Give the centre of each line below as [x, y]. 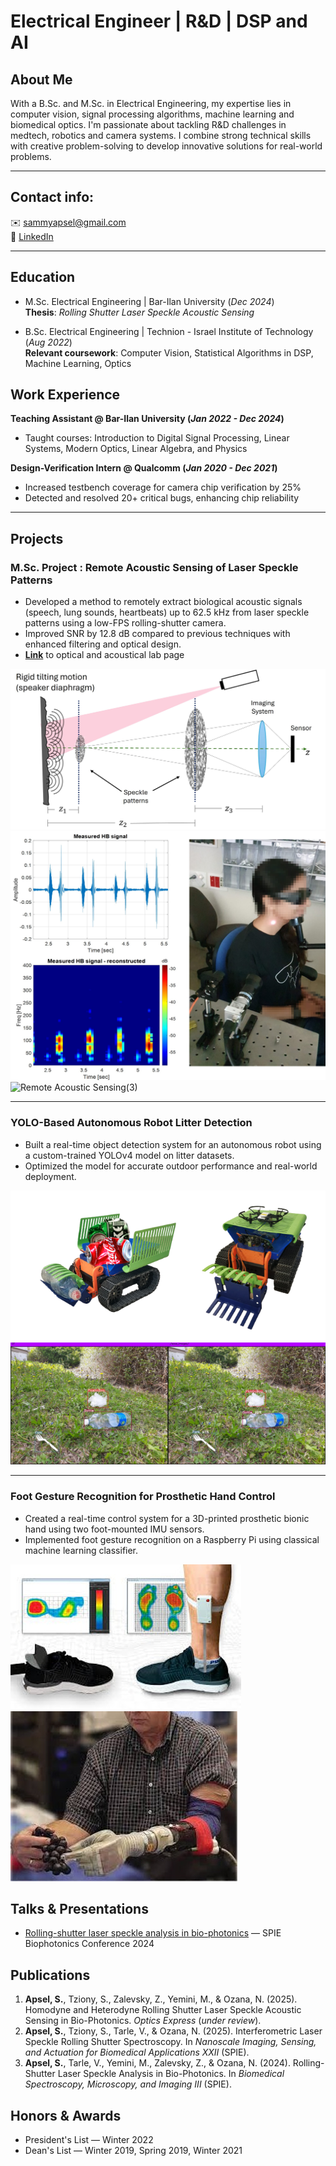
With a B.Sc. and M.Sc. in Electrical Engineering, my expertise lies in [151, 103]
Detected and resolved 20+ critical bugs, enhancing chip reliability [162, 498]
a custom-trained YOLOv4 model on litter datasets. [129, 1155]
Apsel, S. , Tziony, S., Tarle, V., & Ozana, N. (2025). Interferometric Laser [173, 2031]
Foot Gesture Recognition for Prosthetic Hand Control [143, 1497]
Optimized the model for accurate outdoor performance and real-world [171, 1166]
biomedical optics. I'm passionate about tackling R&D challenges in [148, 124]
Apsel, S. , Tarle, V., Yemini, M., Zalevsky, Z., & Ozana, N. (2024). [157, 2063]
